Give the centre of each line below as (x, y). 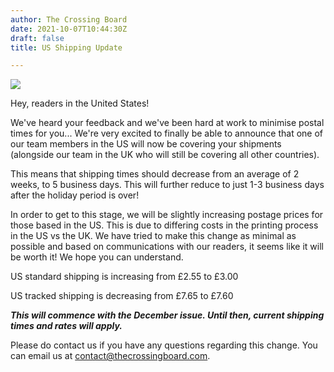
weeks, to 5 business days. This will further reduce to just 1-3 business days (167, 185)
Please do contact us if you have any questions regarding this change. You (164, 345)
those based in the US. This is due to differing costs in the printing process (164, 225)
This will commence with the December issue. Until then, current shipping (167, 315)
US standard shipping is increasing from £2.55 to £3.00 (124, 277)
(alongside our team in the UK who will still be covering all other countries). (165, 155)
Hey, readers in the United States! (80, 103)
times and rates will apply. (66, 326)
